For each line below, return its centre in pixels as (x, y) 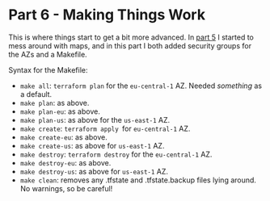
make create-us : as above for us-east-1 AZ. (92, 145)
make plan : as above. (55, 103)
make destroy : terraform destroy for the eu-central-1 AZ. (116, 154)
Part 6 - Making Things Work (107, 15)
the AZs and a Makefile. (48, 54)
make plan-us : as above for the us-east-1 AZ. (95, 119)
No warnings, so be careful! (66, 188)
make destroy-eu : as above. (65, 162)
